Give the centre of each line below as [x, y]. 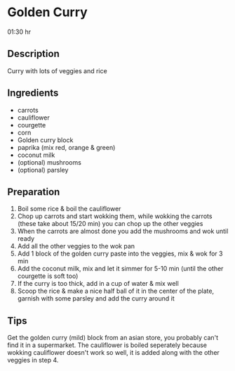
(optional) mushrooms [49, 162]
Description [33, 54]
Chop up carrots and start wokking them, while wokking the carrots [115, 216]
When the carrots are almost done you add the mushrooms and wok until [123, 231]
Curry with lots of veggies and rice [57, 70]
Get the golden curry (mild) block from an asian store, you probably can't [113, 338]
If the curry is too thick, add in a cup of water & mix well [98, 284]
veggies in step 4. [33, 360]
